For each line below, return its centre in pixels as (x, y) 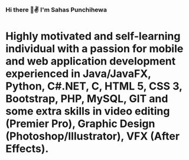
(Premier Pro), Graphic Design (80, 124)
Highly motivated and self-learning (93, 36)
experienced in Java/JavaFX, (78, 74)
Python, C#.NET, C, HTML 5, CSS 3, (94, 86)
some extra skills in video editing (88, 111)
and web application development (91, 61)
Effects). (27, 149)
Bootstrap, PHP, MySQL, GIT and (87, 99)
